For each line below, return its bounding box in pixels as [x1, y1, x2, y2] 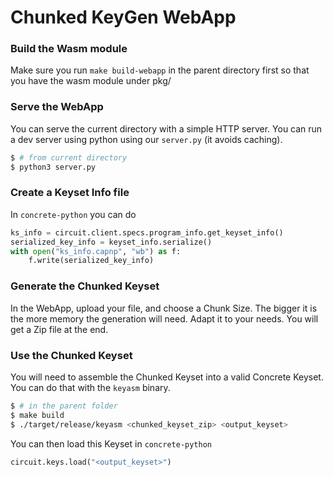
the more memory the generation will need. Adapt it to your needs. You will [10, 312, 319, 325]
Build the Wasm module [10, 42, 128, 56]
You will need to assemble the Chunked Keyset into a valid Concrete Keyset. [10, 371, 324, 383]
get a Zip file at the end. [10, 323, 109, 335]
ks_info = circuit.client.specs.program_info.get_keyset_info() [10, 227, 284, 238]
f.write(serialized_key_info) [28, 256, 155, 266]
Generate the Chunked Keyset [10, 279, 160, 293]
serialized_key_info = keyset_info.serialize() [10, 237, 213, 247]
